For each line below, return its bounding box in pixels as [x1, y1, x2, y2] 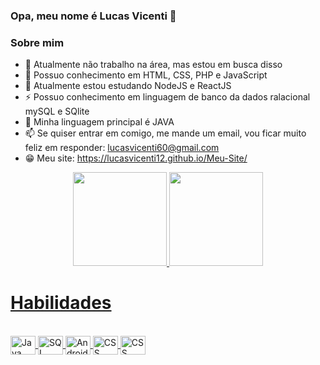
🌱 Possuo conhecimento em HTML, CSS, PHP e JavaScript [24, 69, 268, 81]
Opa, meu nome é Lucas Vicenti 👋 [10, 9, 177, 23]
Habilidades [10, 292, 112, 314]
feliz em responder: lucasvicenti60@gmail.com [24, 142, 220, 154]
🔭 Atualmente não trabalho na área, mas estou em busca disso [24, 59, 283, 71]
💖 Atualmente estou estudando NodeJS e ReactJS [24, 80, 232, 92]
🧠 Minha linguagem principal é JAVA [24, 116, 175, 128]
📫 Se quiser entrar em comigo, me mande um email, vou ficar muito [24, 127, 307, 139]
